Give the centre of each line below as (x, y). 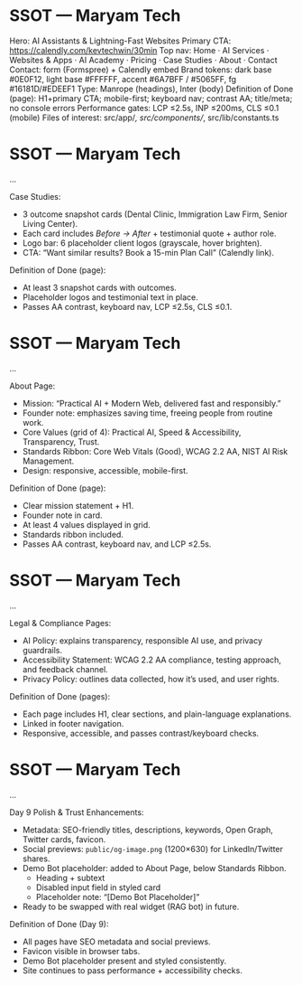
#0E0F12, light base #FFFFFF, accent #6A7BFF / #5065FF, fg (123, 79)
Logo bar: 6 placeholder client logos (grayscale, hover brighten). (142, 243)
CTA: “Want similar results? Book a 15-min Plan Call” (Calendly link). (148, 252)
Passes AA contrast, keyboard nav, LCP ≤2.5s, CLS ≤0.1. (127, 306)
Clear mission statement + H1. (78, 505)
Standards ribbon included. (73, 534)
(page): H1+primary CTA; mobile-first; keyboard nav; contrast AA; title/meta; (151, 98)
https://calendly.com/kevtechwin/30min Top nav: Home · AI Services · (139, 50)
